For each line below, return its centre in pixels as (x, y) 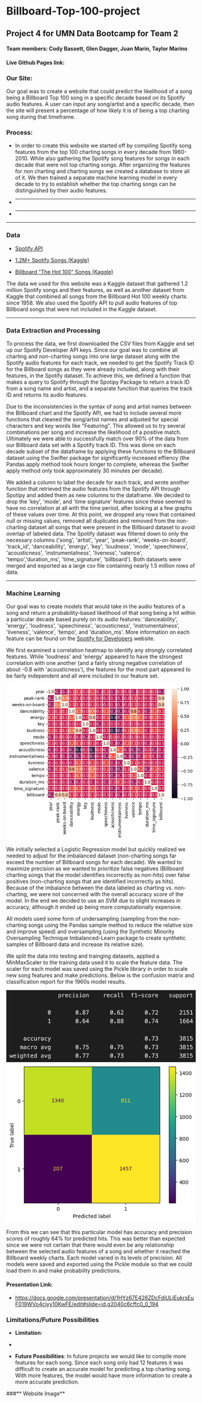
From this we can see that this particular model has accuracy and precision (99, 1232)
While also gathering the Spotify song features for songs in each (110, 159)
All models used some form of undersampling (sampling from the (87, 918)
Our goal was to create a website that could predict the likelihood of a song (99, 91)
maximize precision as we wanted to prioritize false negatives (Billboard (95, 868)
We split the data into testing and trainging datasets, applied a (83, 956)
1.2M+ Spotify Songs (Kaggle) (52, 260)
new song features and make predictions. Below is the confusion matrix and (100, 975)
